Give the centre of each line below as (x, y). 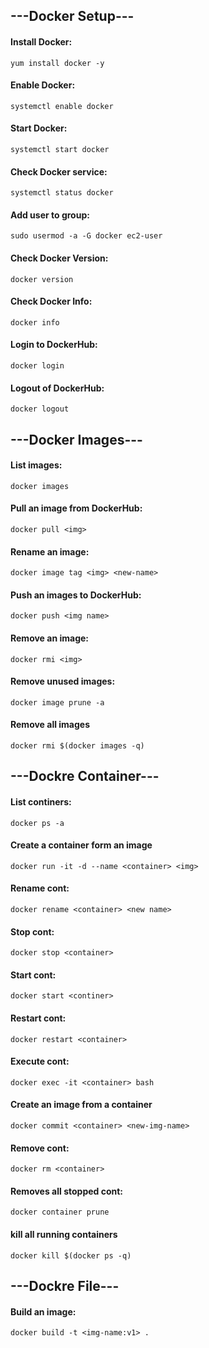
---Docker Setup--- (72, 16)
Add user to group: (50, 215)
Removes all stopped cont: (67, 1191)
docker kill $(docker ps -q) (71, 1255)
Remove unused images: (63, 681)
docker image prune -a (57, 702)
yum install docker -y (57, 63)
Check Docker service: (59, 171)
